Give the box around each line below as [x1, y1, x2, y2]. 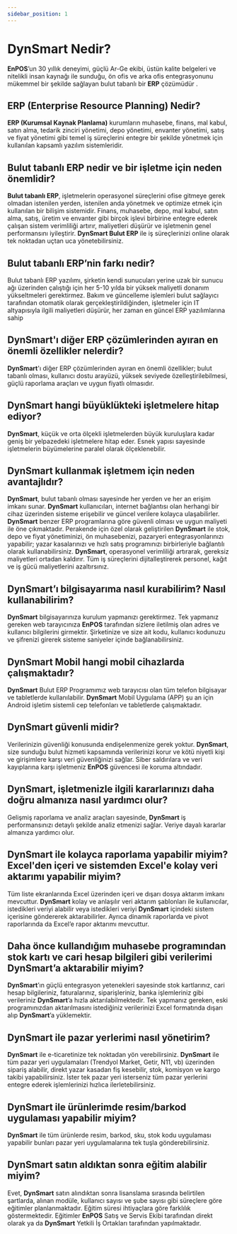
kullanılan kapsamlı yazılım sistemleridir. [7, 141, 124, 149]
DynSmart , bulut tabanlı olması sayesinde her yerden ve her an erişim [7, 495, 211, 503]
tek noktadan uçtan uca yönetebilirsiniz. [7, 236, 124, 245]
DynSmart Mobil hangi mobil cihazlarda [7, 656, 185, 668]
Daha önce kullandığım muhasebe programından [7, 939, 226, 952]
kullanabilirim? [7, 594, 74, 606]
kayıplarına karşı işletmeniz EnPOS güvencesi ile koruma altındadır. [7, 762, 203, 771]
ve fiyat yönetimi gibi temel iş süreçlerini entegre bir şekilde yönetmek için [7, 134, 223, 142]
